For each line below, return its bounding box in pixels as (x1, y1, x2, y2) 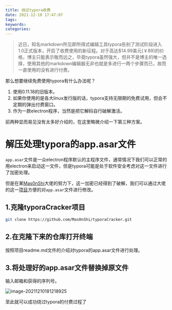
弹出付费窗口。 (26, 101, 58, 108)
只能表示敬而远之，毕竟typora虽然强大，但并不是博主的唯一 (35, 54, 163, 60)
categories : (5, 27, 31, 32)
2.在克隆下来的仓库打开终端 (5, 233, 93, 241)
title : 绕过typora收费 (5, 7, 51, 13)
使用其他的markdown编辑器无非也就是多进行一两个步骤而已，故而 (27, 60, 167, 67)
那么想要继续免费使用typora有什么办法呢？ (5, 78, 96, 84)
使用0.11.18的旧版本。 (12, 89, 58, 95)
